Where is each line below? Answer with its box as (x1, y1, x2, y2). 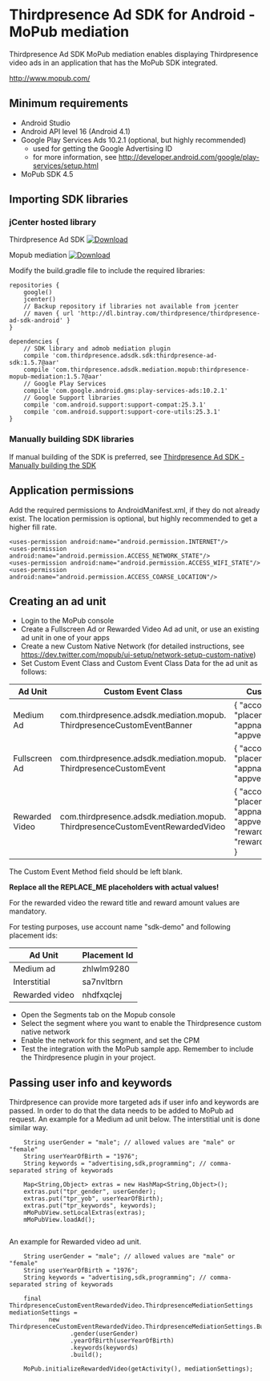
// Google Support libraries (23, 394, 121, 402)
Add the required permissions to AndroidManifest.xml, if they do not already (9, 505, 260, 515)
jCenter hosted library (9, 217, 97, 228)
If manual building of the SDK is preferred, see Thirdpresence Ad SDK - (9, 451, 245, 461)
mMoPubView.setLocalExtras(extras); (23, 1209, 147, 1217)
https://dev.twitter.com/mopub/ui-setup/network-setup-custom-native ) (20, 650, 256, 660)
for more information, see (32, 152, 117, 161)
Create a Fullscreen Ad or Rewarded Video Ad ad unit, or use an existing (20, 624, 260, 634)
